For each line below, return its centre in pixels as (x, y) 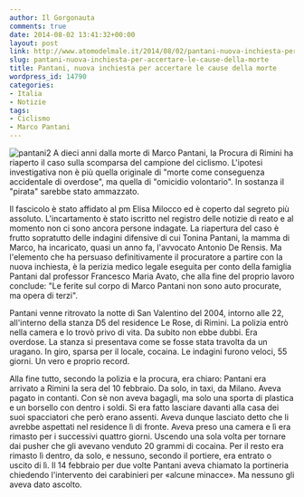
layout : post (34, 43)
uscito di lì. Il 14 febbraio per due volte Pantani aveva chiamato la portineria (149, 465)
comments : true (38, 26)
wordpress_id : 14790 (48, 77)
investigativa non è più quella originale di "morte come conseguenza (137, 172)
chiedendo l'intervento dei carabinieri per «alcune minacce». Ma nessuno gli (152, 475)
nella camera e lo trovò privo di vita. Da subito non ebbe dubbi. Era (133, 332)
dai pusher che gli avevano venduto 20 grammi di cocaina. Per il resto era (147, 446)
